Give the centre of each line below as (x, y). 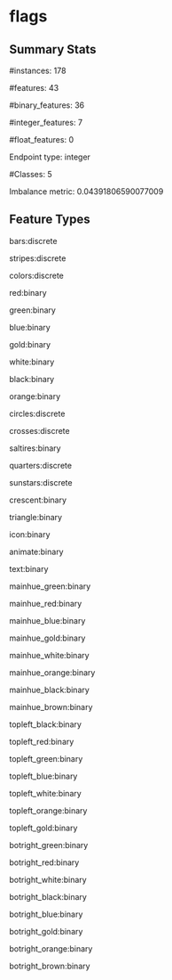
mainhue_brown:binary (51, 706)
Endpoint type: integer (50, 157)
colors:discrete (37, 275)
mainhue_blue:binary (47, 620)
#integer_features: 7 (46, 122)
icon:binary (30, 534)
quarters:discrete (41, 465)
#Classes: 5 (31, 174)
